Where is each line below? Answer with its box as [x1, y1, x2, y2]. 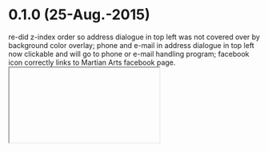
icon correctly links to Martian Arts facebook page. [8, 58, 176, 67]
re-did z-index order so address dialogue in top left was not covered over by [8, 32, 260, 42]
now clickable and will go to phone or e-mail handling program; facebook [8, 49, 250, 58]
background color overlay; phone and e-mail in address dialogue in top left [8, 40, 254, 50]
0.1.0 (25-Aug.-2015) [8, 6, 150, 24]
